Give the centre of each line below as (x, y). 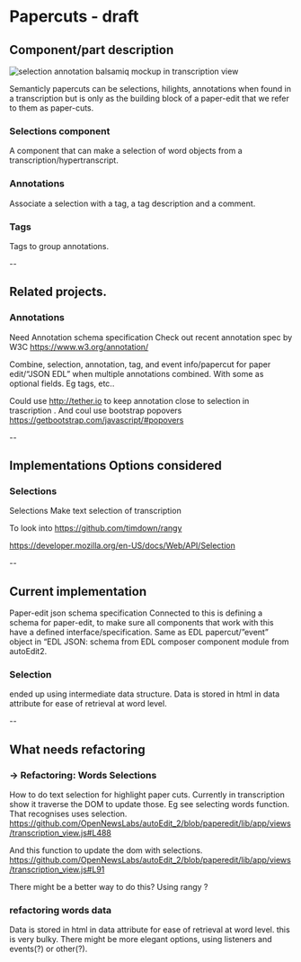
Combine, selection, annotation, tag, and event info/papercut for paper (140, 364)
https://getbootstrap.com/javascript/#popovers (97, 419)
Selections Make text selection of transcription (95, 511)
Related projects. (58, 292)
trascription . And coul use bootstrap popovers (96, 410)
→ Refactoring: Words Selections (83, 775)
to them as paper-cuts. (52, 108)
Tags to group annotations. (59, 246)
